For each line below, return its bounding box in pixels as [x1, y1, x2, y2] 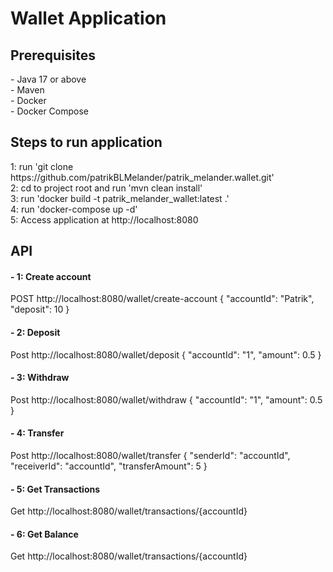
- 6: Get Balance [10, 528, 79, 540]
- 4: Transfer [10, 427, 65, 439]
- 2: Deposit [10, 327, 61, 338]
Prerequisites [10, 47, 96, 64]
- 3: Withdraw [10, 372, 70, 384]
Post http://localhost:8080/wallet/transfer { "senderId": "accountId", [10, 450, 291, 462]
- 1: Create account [10, 270, 92, 282]
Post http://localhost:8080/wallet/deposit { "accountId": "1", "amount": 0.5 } [10, 348, 322, 361]
